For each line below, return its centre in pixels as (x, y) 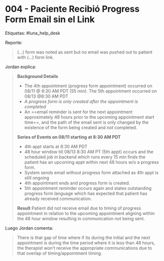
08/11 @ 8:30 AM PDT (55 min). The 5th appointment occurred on (91, 91)
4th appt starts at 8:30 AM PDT (56, 146)
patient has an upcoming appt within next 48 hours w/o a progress (92, 162)
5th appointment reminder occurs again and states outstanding (88, 188)
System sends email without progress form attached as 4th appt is (91, 172)
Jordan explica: (21, 67)
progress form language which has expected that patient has (86, 193)
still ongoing (37, 178)
